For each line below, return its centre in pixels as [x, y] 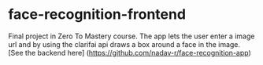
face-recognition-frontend [97, 14]
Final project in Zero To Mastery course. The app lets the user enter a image [131, 36]
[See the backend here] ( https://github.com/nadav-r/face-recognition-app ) [130, 52]
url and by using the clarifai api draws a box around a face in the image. [124, 44]
